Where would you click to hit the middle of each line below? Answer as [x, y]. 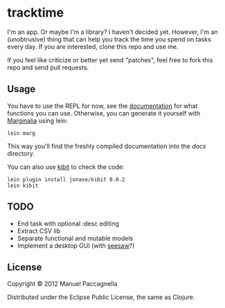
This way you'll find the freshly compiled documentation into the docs [107, 146]
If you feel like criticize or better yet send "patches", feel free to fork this [110, 60]
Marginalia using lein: [37, 120]
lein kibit [23, 185]
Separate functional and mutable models [75, 238]
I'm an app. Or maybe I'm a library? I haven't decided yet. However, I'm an [112, 32]
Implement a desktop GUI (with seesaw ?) [76, 245]
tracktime [36, 13]
